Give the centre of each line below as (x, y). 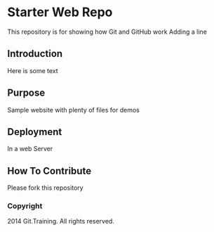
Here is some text (33, 70)
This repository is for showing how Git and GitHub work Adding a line (107, 32)
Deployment (35, 132)
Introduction (35, 54)
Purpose (26, 93)
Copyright (25, 206)
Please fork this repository (45, 188)
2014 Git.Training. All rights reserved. (61, 221)
